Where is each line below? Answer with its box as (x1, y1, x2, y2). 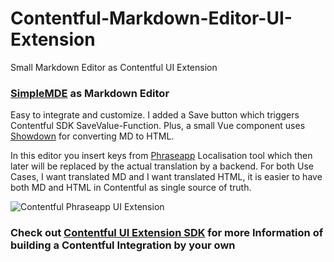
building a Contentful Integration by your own (10, 238, 236, 252)
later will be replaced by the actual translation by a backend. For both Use (10, 160, 315, 172)
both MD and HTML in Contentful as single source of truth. (10, 182, 252, 194)
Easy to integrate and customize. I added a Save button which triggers (10, 109, 300, 121)
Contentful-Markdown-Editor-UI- (10, 7, 293, 30)
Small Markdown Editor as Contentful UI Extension (10, 61, 218, 73)
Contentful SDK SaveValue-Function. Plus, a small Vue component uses (10, 120, 306, 132)
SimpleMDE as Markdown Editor (10, 86, 170, 100)
